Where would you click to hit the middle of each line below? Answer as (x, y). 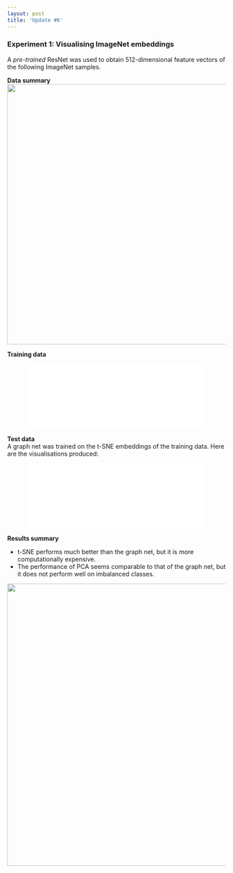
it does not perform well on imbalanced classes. (86, 574)
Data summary (29, 80)
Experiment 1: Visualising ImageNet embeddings (91, 44)
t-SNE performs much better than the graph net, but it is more (105, 551)
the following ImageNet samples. (54, 67)
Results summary (33, 538)
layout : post (26, 14)
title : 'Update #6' (35, 20)
